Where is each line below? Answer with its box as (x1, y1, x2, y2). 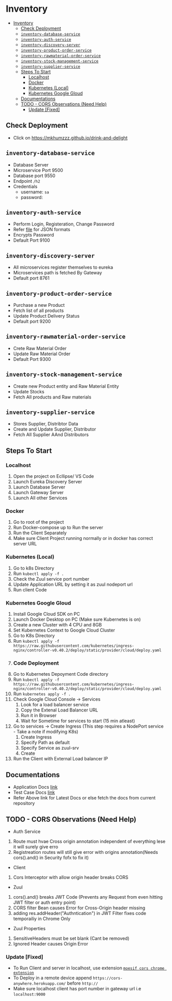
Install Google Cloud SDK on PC (13, 611, 80, 617)
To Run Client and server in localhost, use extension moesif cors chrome (13, 965, 165, 971)
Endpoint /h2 (13, 178, 40, 184)
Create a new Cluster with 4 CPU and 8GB (13, 622, 102, 628)
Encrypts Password (13, 232, 54, 238)
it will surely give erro (13, 843, 59, 850)
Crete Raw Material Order (13, 345, 67, 351)
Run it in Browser (20, 712, 57, 719)
